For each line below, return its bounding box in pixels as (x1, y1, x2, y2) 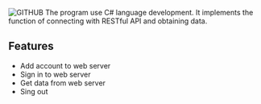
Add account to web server (19, 60, 111, 70)
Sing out (19, 86, 48, 96)
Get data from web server (19, 77, 106, 88)
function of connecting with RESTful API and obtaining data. (8, 16, 208, 26)
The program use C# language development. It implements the (45, 8, 254, 17)
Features (8, 40, 54, 53)
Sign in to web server (19, 69, 91, 79)
